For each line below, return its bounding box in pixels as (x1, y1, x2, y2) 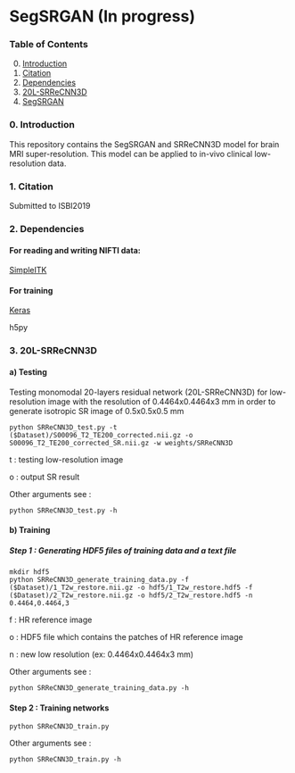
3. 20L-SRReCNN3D (9, 345, 98, 357)
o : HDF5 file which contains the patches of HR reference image (9, 632, 243, 643)
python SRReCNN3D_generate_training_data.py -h (9, 684, 190, 693)
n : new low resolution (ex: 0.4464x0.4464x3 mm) (9, 649, 194, 660)
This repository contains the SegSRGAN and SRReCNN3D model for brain (9, 138, 280, 149)
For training (9, 285, 53, 295)
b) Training (9, 525, 51, 536)
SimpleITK (9, 265, 47, 276)
